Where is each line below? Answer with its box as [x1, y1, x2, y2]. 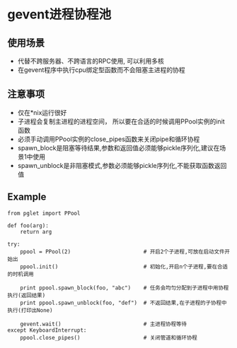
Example [7, 191, 47, 203]
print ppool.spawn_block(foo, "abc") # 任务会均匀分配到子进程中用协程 [20, 284, 229, 292]
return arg [20, 228, 52, 235]
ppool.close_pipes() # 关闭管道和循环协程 [20, 334, 198, 341]
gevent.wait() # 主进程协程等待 [20, 320, 187, 328]
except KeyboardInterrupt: [7, 326, 87, 334]
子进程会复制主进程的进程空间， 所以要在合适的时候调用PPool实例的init [17, 117, 225, 126]
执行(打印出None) [7, 306, 53, 314]
